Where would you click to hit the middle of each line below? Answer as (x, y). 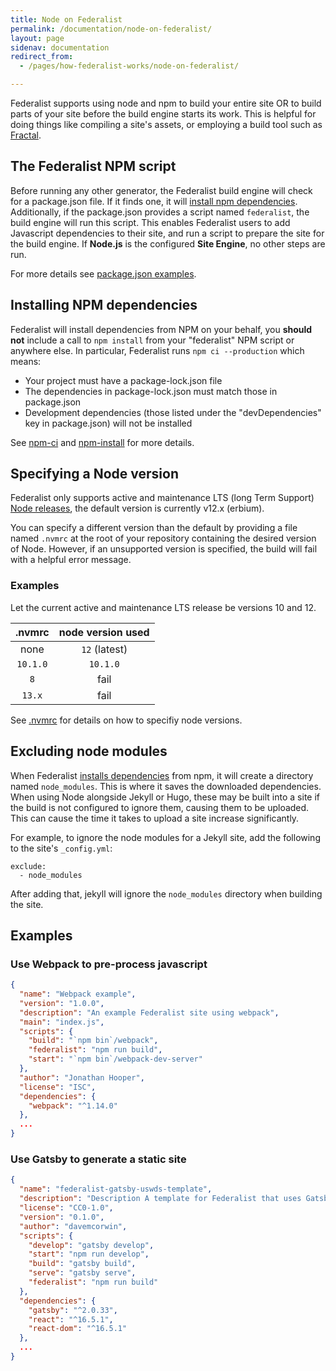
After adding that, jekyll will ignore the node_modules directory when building (166, 893)
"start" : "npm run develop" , (89, 1254)
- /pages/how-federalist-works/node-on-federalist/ (129, 66)
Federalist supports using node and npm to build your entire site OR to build (166, 103)
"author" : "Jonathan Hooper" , (82, 1077)
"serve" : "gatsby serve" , (82, 1273)
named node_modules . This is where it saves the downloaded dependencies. (166, 786)
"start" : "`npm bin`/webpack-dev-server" (115, 1059)
